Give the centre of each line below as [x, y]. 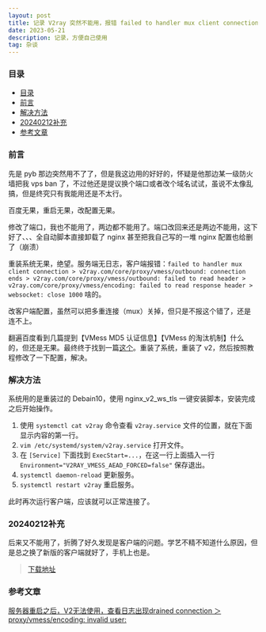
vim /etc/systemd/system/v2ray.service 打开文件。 [104, 445]
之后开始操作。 [32, 409]
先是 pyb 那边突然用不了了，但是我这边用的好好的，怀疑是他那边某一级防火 [131, 173]
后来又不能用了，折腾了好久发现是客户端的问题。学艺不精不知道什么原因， [129, 543]
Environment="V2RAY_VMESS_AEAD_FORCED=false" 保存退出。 [114, 465]
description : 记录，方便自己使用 [58, 38]
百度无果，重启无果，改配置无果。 [64, 210]
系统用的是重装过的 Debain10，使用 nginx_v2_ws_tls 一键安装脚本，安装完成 [132, 399]
